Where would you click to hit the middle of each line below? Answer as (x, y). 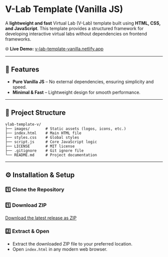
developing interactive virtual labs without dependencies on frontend (76, 34)
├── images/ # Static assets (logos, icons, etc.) (66, 129)
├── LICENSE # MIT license (40, 146)
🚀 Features (22, 69)
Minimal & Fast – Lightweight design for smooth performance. (76, 92)
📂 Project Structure (35, 113)
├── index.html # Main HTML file (43, 133)
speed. (19, 87)
